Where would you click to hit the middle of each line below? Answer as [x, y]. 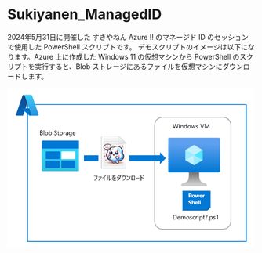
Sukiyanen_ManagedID [85, 14]
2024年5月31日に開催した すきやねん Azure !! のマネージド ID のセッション [128, 37]
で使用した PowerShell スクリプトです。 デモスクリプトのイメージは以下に [127, 47]
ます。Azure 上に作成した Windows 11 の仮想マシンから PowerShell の [127, 56]
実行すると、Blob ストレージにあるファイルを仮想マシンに [128, 66]
